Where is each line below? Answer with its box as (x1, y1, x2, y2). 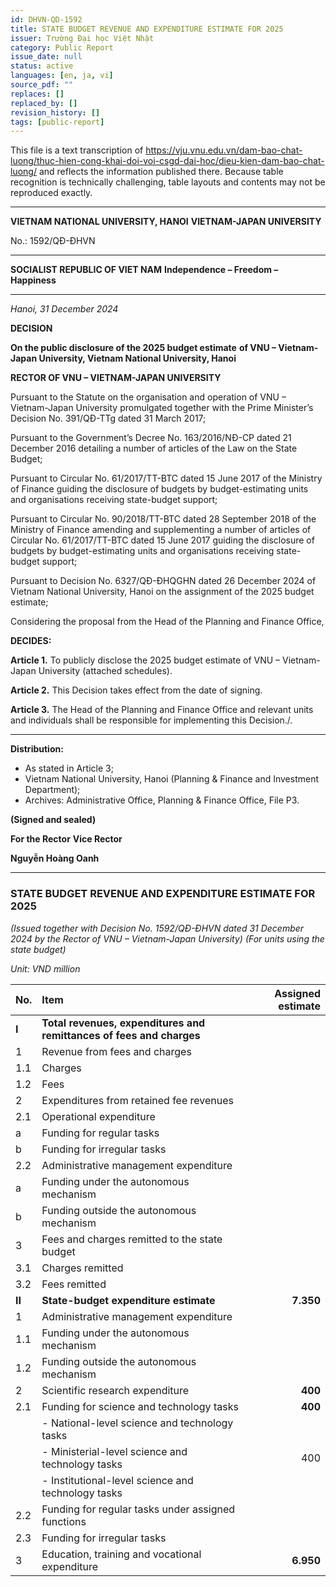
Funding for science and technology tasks (41, 1399, 239, 1413)
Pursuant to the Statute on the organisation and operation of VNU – (10, 391, 287, 403)
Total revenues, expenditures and (41, 1016, 206, 1030)
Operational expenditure (41, 1109, 156, 1123)
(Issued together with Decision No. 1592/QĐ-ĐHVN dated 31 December (10, 922, 305, 934)
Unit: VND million (10, 962, 81, 975)
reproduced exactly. (10, 187, 93, 199)
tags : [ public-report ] (10, 117, 105, 127)
